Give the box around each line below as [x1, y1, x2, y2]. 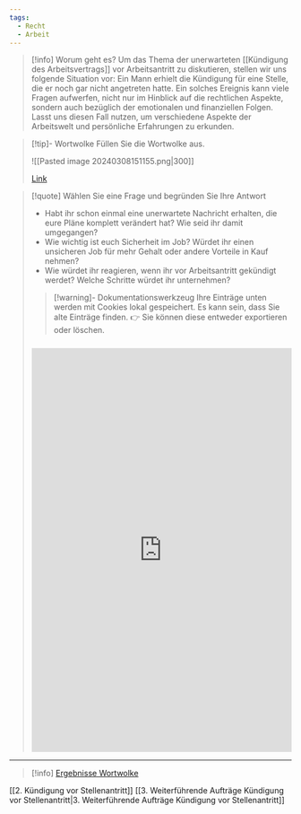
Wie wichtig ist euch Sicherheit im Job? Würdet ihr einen [44, 237, 254, 248]
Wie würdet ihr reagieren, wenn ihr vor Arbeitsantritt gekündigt [44, 266, 277, 276]
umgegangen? [44, 227, 99, 238]
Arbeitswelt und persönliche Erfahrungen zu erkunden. [30, 121, 235, 132]
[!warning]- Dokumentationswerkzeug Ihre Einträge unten [53, 293, 267, 303]
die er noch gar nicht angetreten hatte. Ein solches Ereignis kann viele [30, 83, 289, 94]
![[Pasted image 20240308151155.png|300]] [30, 156, 194, 167]
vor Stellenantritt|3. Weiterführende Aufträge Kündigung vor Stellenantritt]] [9, 794, 285, 805]
